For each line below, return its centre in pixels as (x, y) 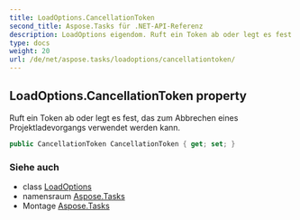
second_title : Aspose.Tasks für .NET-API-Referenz (106, 26)
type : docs (30, 43)
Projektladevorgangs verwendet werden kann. (95, 127)
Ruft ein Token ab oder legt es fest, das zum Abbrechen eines (124, 117)
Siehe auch (35, 167)
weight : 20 (30, 51)
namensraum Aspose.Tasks (74, 196)
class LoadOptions (57, 187)
